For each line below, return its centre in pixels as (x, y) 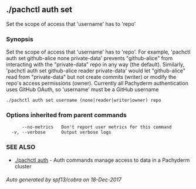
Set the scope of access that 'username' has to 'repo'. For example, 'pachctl (98, 52)
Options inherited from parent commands (67, 115)
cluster (23, 166)
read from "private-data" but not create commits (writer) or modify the (91, 77)
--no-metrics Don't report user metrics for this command (97, 127)
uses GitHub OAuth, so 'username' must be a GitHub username (82, 89)
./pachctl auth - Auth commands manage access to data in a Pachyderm (102, 160)
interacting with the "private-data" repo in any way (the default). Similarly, (95, 65)
